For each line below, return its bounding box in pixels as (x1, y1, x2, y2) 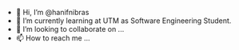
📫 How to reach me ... (15, 33, 90, 43)
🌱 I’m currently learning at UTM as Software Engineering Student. (15, 16, 232, 25)
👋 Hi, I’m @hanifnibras (15, 8, 90, 17)
